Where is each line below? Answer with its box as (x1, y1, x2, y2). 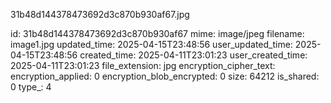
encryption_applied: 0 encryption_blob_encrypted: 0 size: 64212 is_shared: (10, 70, 320, 82)
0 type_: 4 (10, 81, 52, 93)
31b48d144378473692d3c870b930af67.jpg (10, 9, 190, 20)
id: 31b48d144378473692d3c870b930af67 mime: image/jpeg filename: (10, 28, 305, 39)
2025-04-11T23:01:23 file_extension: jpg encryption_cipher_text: (10, 60, 276, 71)
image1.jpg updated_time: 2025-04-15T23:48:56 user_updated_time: (10, 39, 293, 50)
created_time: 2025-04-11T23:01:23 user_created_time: (79, 49, 308, 61)
